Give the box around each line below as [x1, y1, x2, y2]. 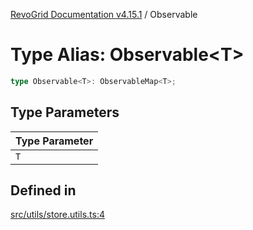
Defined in [10, 182, 77, 199]
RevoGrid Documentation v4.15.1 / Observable [10, 9, 198, 20]
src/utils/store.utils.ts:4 [10, 209, 105, 221]
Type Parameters [10, 104, 120, 121]
